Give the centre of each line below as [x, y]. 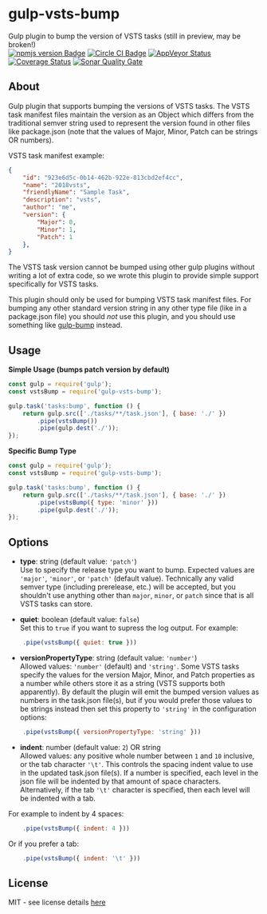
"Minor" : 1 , [57, 229]
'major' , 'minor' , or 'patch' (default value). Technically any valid [127, 579]
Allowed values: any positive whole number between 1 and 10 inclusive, [137, 756]
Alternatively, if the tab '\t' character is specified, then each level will [135, 789]
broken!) [22, 44]
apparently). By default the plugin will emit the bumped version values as [139, 692]
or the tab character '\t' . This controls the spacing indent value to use [136, 764]
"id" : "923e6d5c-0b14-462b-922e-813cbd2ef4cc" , [103, 178]
